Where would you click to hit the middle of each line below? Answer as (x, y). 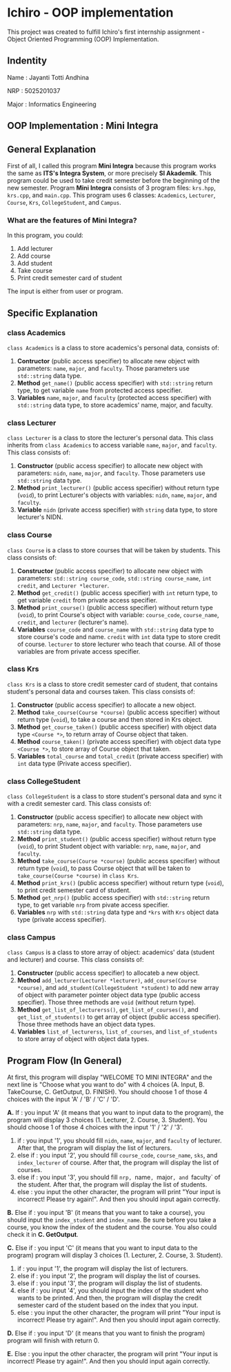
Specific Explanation (52, 313)
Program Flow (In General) (64, 1061)
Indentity (27, 61)
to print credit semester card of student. (74, 890)
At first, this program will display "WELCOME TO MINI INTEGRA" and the (110, 1078)
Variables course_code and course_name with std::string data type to (115, 629)
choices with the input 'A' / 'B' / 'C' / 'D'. (64, 1099)
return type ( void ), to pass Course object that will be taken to (104, 868)
